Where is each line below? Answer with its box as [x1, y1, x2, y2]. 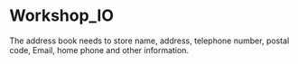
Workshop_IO [9, 5, 115, 26]
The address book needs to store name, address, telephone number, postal [9, 35, 290, 46]
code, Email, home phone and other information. [9, 44, 190, 55]
